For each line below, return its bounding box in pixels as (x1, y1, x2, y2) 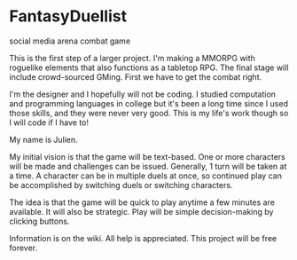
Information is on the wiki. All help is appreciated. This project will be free (9, 232, 277, 243)
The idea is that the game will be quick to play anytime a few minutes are (9, 197, 275, 208)
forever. (9, 242, 38, 253)
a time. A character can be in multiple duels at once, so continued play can (9, 170, 282, 181)
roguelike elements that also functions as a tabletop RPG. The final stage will (9, 62, 289, 73)
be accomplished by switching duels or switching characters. (9, 179, 233, 190)
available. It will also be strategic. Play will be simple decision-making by (9, 206, 274, 217)
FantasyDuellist (9, 6, 127, 27)
